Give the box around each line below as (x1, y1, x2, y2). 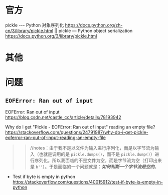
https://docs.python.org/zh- (65, 22, 123, 28)
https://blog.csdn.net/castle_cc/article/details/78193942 (5, 114, 121, 120)
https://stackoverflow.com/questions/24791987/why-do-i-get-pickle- (5, 129, 148, 135)
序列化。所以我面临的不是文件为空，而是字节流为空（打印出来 (34, 157, 162, 163)
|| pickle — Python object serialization (54, 27, 133, 33)
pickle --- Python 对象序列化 (5, 22, 64, 28)
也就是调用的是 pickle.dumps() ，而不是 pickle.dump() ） (39, 151, 155, 157)
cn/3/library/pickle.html (5, 27, 54, 33)
